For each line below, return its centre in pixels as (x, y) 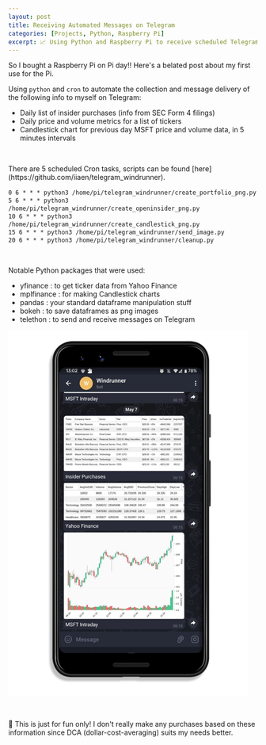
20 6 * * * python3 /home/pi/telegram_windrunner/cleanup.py (111, 241)
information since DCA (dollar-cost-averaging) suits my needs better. (121, 732)
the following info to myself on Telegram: (75, 97)
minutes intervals (48, 138)
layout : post (30, 17)
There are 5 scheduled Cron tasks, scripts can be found (99, 169)
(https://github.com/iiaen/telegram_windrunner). (87, 178)
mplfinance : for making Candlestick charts (90, 294)
